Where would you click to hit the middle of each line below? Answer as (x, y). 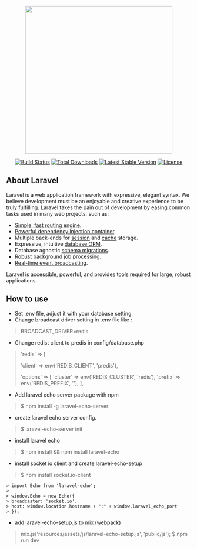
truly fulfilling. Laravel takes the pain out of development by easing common (98, 207)
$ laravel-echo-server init (51, 429)
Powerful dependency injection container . (65, 231)
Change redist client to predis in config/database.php (79, 342)
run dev (30, 540)
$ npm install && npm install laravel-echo (70, 451)
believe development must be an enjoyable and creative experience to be (95, 201)
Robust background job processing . (58, 256)
